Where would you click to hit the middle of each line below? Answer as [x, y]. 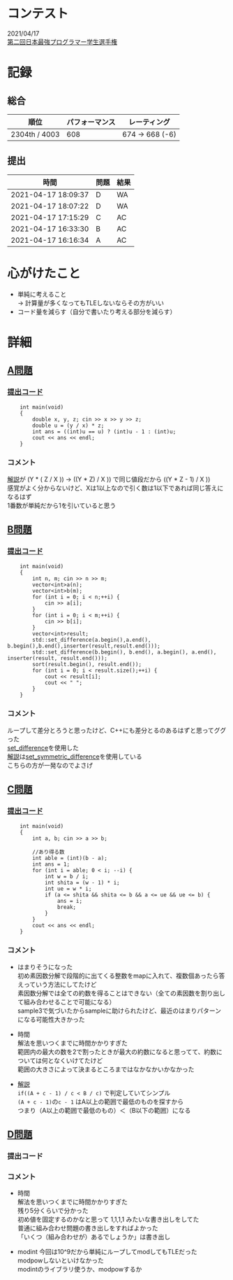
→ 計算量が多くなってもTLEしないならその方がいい [91, 303]
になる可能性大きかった [51, 1019]
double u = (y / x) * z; [68, 426]
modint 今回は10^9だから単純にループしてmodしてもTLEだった [107, 1252]
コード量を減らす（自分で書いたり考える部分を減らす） [97, 311]
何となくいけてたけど [72, 1060]
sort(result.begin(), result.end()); [87, 664]
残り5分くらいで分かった [53, 1211]
